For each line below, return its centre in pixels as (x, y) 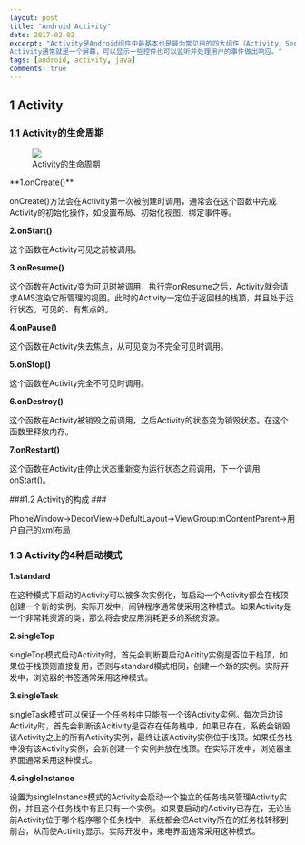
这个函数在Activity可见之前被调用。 (75, 249)
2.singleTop (32, 636)
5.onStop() (30, 364)
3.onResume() (37, 267)
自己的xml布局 (44, 530)
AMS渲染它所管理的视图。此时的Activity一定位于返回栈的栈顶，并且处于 (151, 298)
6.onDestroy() (36, 401)
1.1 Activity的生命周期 (57, 133)
